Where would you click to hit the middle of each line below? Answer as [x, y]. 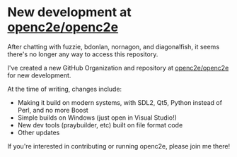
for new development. [39, 75]
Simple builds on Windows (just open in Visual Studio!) [97, 118]
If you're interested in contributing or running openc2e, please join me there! [119, 146]
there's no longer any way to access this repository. [83, 54]
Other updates [39, 132]
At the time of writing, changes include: [65, 89]
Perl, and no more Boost [53, 110]
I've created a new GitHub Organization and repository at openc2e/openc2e [118, 68]
